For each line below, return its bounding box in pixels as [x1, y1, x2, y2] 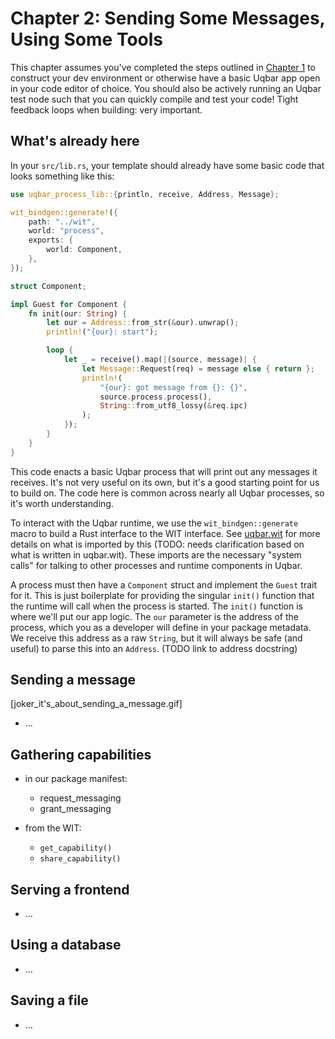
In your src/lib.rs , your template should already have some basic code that [10, 159, 325, 171]
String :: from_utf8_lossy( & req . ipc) [99, 401, 248, 411]
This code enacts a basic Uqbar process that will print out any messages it [10, 465, 318, 477]
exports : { [28, 235, 74, 246]
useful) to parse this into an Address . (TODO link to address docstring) [10, 642, 298, 654]
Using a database [10, 937, 122, 954]
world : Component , [46, 245, 123, 255]
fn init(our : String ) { [28, 308, 128, 319]
